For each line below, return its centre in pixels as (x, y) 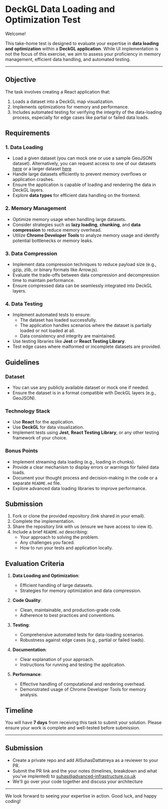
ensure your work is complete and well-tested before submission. (73, 728)
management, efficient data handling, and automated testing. (68, 59)
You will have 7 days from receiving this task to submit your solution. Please (83, 722)
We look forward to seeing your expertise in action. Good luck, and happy (81, 795)
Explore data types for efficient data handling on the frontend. (76, 195)
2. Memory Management (36, 208)
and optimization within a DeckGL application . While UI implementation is (82, 48)
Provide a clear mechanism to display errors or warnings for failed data (85, 467)
